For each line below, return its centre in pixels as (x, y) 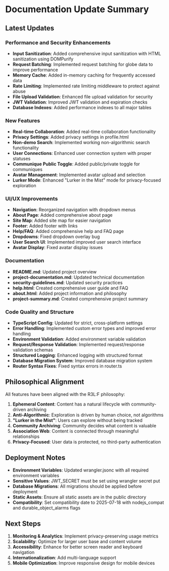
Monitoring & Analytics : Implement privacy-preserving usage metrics (85, 536)
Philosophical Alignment (45, 382)
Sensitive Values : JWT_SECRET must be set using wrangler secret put (86, 481)
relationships (26, 436)
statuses (22, 159)
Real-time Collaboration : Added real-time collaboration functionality (84, 132)
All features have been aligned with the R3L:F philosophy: (65, 394)
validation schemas (33, 350)
